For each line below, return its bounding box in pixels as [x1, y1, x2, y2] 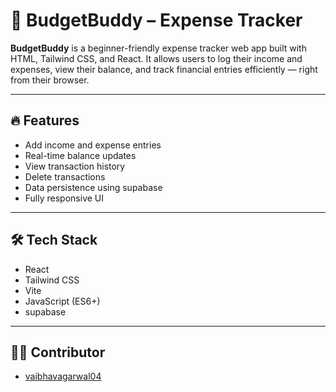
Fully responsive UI [24, 192, 105, 204]
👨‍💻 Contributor [10, 344, 106, 361]
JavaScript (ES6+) [24, 295, 101, 307]
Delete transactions [24, 170, 106, 183]
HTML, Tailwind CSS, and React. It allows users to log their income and [10, 52, 303, 64]
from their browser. [10, 74, 90, 86]
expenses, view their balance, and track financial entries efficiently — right [10, 63, 318, 75]
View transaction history [24, 160, 126, 172]
